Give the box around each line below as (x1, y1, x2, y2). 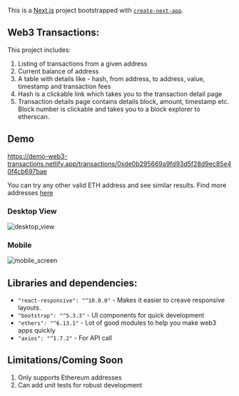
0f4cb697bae (7, 167, 48, 175)
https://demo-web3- (7, 152, 68, 160)
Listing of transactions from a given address (17, 59, 148, 68)
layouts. (17, 303, 41, 312)
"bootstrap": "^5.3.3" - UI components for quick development (17, 311, 205, 320)
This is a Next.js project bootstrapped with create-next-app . (7, 6, 184, 14)
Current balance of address (17, 67, 99, 75)
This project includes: (7, 46, 71, 54)
